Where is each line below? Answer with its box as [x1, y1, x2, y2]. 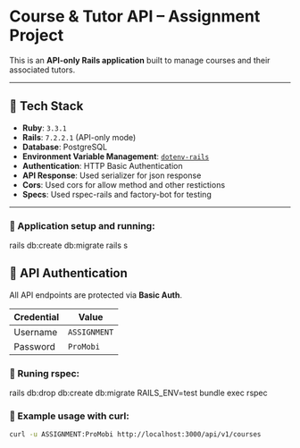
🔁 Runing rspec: [9, 367, 80, 379]
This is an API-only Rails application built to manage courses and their [9, 55, 271, 65]
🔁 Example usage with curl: [9, 410, 129, 422]
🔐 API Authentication [9, 266, 128, 281]
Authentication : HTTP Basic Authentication [21, 160, 183, 171]
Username [13, 325, 58, 338]
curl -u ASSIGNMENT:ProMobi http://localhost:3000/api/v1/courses [9, 430, 262, 439]
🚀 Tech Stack [9, 98, 84, 114]
